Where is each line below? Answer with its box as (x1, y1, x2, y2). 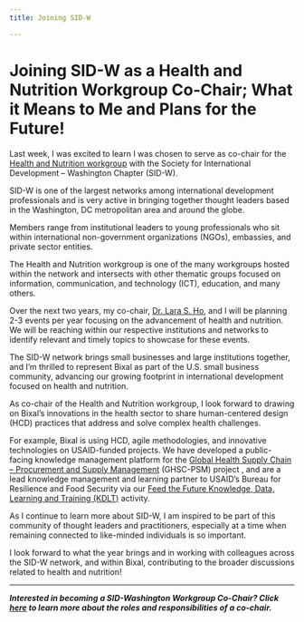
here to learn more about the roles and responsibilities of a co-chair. (9, 602, 272, 613)
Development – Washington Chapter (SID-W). (9, 167, 178, 178)
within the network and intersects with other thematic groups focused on (9, 268, 281, 279)
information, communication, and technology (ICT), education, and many (9, 277, 280, 288)
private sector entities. (9, 241, 93, 252)
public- (244, 444, 272, 455)
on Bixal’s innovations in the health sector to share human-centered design (9, 407, 289, 418)
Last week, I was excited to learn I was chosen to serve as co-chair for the (9, 148, 287, 159)
